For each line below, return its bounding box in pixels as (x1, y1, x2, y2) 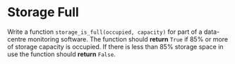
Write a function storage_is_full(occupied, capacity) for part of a (7, 27, 203, 36)
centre (7, 34, 27, 43)
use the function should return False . (7, 50, 116, 58)
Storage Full (7, 4, 79, 20)
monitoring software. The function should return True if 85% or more (28, 34, 228, 43)
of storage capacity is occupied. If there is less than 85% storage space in (7, 42, 224, 51)
